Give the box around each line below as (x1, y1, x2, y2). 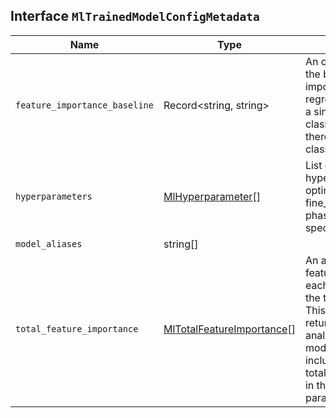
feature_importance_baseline (15, 99, 154, 111)
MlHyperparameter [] (163, 189, 261, 203)
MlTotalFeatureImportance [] (163, 322, 296, 336)
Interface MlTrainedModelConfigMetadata (10, 8, 260, 25)
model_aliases (15, 238, 83, 249)
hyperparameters (15, 190, 93, 202)
